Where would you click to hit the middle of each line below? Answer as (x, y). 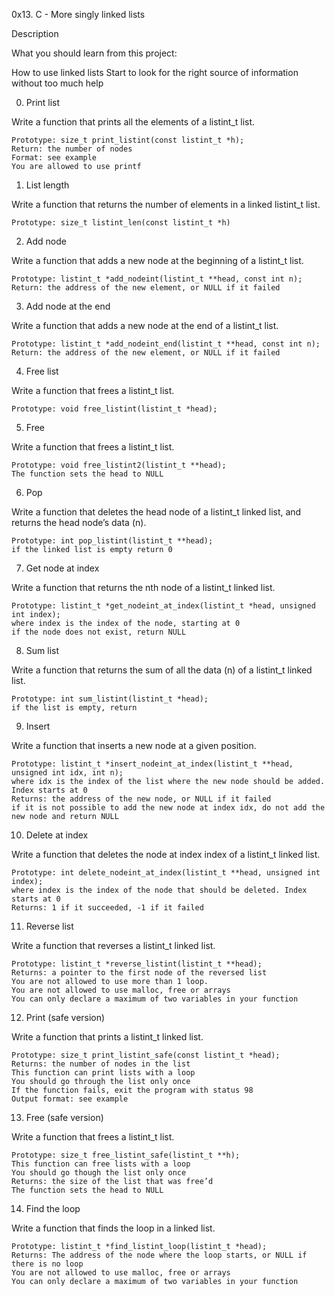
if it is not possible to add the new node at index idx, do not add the (168, 808)
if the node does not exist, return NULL (99, 632)
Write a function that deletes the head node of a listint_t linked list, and (156, 512)
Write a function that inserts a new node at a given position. (134, 745)
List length (47, 185)
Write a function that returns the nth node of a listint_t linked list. (143, 587)
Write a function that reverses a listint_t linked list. (113, 945)
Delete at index (57, 835)
